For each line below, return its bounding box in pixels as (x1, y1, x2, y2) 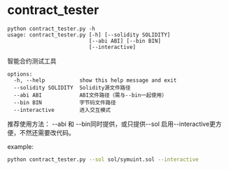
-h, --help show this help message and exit (13, 76, 177, 84)
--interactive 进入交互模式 (13, 106, 111, 113)
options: (7, 71, 33, 78)
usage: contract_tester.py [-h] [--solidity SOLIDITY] (7, 31, 171, 38)
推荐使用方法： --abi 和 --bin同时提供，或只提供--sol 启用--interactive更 (7, 120, 216, 128)
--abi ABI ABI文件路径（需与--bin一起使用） (13, 92, 167, 99)
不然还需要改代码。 (19, 128, 75, 136)
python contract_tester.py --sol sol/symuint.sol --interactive (7, 156, 199, 163)
